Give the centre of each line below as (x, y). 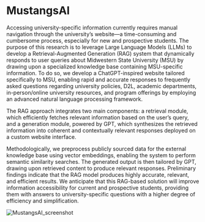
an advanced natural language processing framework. (74, 99)
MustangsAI (38, 11)
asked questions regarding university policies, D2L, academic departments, (102, 86)
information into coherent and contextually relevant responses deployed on (101, 130)
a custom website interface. (41, 137)
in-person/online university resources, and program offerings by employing (101, 92)
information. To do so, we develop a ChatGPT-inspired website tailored (95, 73)
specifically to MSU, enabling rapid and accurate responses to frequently (99, 80)
